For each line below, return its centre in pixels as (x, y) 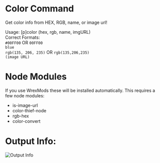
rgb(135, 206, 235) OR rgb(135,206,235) (47, 52)
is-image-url (25, 105)
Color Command (40, 9)
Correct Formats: (23, 37)
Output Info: (31, 141)
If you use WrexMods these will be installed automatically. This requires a (80, 90)
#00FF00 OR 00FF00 (24, 42)
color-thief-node (29, 110)
